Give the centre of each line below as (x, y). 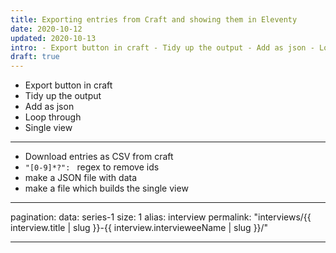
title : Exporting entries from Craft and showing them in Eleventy (154, 19)
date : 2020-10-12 (46, 29)
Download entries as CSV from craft (99, 157)
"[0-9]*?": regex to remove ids (92, 167)
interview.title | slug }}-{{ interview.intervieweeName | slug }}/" (139, 228)
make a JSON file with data (81, 178)
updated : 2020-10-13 (53, 38)
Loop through (53, 117)
